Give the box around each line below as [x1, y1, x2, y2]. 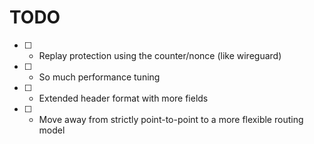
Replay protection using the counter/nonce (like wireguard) [38, 49, 282, 61]
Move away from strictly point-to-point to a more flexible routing [38, 113, 304, 125]
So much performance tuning [38, 71, 161, 83]
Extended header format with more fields [38, 92, 209, 104]
